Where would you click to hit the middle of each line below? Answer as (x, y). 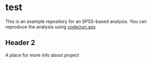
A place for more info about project (42, 55)
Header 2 (20, 43)
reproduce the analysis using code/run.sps (50, 26)
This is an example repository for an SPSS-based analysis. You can (76, 21)
